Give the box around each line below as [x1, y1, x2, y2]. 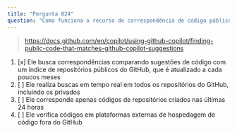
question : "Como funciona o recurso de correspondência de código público [7, 17, 232, 24]
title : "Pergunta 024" [7, 10, 74, 18]
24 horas [17, 103, 44, 111]
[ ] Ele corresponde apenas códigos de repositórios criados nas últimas [17, 95, 226, 103]
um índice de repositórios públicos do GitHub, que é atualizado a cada [17, 65, 222, 74]
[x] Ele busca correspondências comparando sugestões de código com [17, 57, 226, 66]
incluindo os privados [17, 88, 80, 96]
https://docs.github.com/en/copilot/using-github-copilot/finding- [24, 36, 214, 45]
